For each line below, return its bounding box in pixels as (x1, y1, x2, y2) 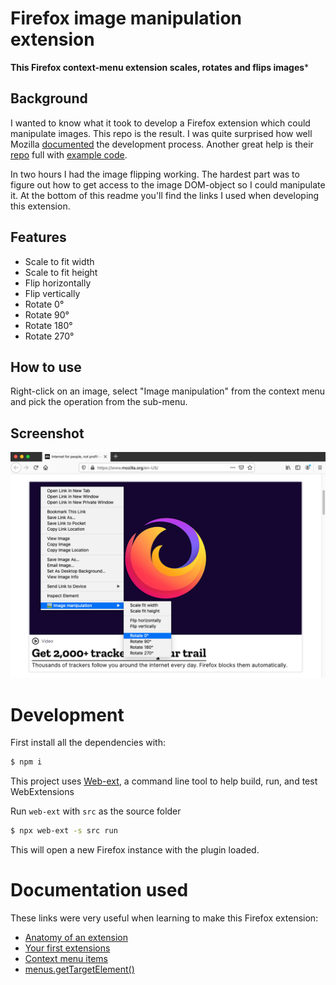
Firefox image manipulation (10, 7, 243, 30)
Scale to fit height (24, 266, 98, 278)
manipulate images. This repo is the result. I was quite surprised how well (10, 127, 313, 139)
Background (10, 90, 88, 107)
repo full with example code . (10, 148, 128, 161)
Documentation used (10, 879, 189, 902)
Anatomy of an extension (24, 932, 128, 944)
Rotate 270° (24, 330, 75, 342)
